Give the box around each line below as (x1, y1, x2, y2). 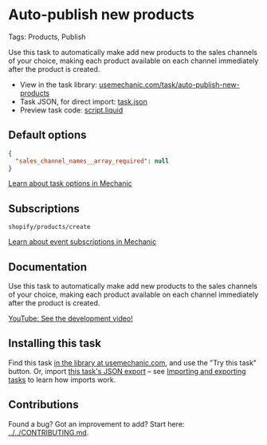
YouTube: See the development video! (8, 313, 133, 323)
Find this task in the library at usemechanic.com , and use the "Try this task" (8, 357, 257, 368)
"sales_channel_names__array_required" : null (15, 157, 170, 165)
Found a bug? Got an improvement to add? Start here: (8, 419, 185, 428)
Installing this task (8, 337, 102, 350)
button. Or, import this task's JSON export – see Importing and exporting (8, 366, 246, 376)
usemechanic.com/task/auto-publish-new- (99, 80, 241, 89)
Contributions (8, 398, 79, 412)
